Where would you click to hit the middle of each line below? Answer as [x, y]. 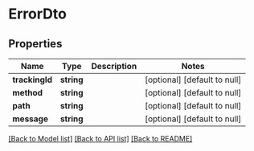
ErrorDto [37, 14]
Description [114, 66]
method [27, 93]
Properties [35, 44]
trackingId [33, 80]
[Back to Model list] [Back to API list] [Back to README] [100, 139]
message [30, 119]
